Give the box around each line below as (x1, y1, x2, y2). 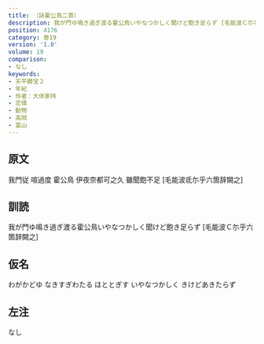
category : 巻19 (8, 33, 57, 42)
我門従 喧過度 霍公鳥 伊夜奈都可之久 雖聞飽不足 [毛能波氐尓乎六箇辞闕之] (8, 175, 244, 184)
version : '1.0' (8, 41, 58, 49)
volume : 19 (8, 48, 44, 56)
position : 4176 (8, 26, 58, 34)
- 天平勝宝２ (8, 77, 45, 85)
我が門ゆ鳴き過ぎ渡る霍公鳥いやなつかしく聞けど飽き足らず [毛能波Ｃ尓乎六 (8, 222, 254, 232)
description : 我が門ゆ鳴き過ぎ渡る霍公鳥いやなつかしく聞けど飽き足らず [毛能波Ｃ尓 (8, 19, 254, 27)
